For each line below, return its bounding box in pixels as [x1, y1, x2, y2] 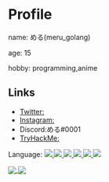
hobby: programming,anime [8, 63, 98, 72]
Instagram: [19, 115, 55, 125]
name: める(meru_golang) [8, 32, 91, 42]
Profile [8, 5, 53, 24]
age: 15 [8, 48, 31, 57]
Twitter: [19, 107, 45, 116]
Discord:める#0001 [19, 124, 81, 134]
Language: [8, 149, 43, 158]
